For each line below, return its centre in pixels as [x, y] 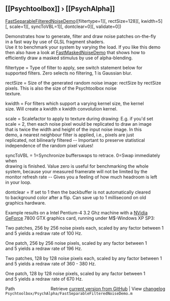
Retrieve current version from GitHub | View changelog [108, 288]
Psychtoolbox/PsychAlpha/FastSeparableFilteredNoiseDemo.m [69, 293]
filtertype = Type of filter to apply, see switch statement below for [74, 67]
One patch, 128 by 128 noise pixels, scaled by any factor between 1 [75, 273]
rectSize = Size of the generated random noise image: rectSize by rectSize [83, 83]
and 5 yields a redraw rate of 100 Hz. [44, 233]
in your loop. [18, 182]
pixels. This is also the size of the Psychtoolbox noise [61, 88]
